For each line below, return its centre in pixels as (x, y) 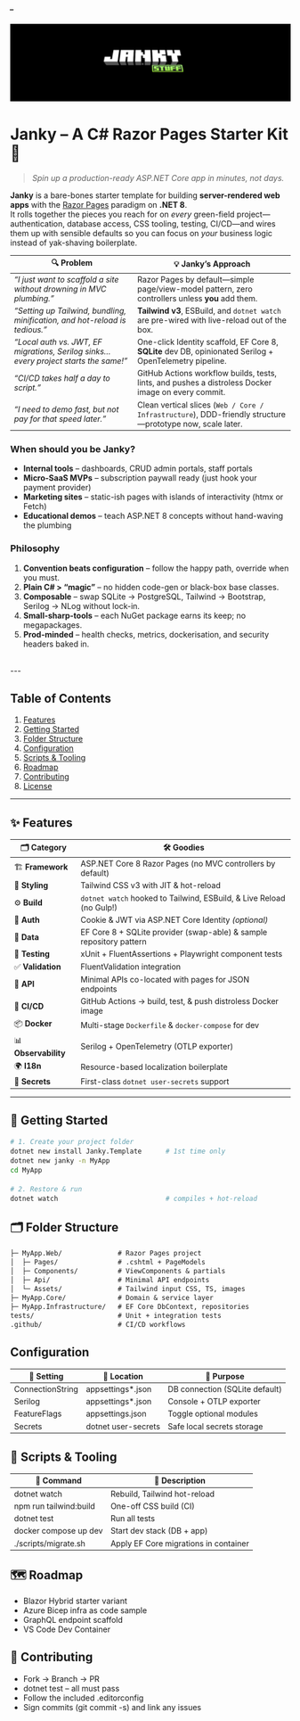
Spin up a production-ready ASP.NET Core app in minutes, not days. (158, 177)
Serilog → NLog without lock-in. (81, 605)
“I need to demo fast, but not (66, 409)
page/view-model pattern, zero (195, 289)
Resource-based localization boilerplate (154, 1067)
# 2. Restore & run (46, 1189)
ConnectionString (46, 1388)
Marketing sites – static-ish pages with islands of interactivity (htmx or (153, 497)
